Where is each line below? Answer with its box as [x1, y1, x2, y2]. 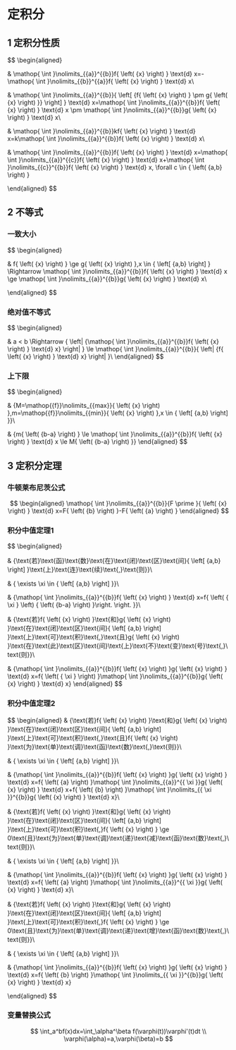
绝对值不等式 [7, 307, 51, 317]
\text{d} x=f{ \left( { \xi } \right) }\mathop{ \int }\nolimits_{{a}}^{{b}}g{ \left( [7, 672, 223, 681]
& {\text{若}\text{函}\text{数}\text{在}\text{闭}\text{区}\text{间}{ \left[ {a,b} [7, 557, 221, 565]
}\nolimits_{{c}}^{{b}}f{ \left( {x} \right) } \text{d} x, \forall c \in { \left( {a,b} [7, 163, 223, 171]
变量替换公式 [7, 1010, 51, 1020]
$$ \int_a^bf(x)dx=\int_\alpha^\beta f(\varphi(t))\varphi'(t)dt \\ [30, 1027, 206, 1035]
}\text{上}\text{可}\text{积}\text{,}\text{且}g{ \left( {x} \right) [7, 633, 180, 641]
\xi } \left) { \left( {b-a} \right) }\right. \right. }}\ [7, 601, 141, 609]
